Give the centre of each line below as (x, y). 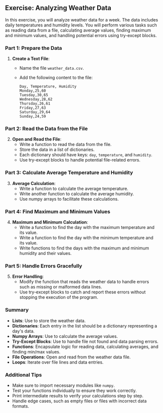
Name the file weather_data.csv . (51, 68)
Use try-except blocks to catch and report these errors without (82, 292)
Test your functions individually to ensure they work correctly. (74, 391)
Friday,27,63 (33, 108)
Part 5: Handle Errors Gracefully (44, 266)
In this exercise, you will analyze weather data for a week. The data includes (82, 20)
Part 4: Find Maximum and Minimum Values (58, 211)
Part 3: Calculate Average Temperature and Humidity (69, 173)
